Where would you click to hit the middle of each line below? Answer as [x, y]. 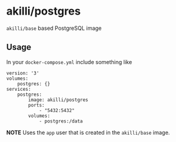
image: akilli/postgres [58, 100]
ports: [37, 105]
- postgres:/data [61, 121]
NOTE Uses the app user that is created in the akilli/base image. [88, 132]
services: [19, 89]
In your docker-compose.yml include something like [69, 62]
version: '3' [23, 73]
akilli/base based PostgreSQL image [54, 28]
